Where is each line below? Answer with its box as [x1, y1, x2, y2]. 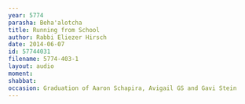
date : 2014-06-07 [8, 41, 65, 48]
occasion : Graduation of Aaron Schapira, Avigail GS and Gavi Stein [8, 84, 237, 92]
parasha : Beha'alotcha [8, 19, 82, 27]
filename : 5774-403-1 [8, 56, 79, 63]
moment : [8, 70, 34, 77]
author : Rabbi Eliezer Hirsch [8, 33, 108, 41]
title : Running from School [8, 26, 101, 34]
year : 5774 [8, 11, 44, 20]
